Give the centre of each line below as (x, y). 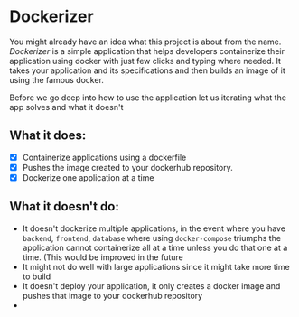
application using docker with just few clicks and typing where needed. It (145, 61)
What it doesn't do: (65, 206)
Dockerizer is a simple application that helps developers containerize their (147, 51)
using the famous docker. (56, 79)
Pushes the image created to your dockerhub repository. (127, 167)
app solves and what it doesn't (66, 107)
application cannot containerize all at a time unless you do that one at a (155, 247)
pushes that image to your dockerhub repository (112, 295)
